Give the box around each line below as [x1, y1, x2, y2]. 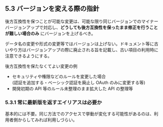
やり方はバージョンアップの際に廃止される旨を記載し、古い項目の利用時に [9, 47, 159, 52]
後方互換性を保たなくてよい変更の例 [5, 63, 78, 69]
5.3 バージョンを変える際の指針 [5, 4, 100, 13]
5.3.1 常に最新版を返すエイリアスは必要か [5, 99, 102, 106]
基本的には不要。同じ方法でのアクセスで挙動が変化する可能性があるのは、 [5, 111, 154, 117]
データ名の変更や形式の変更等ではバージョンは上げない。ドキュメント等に [5, 41, 154, 47]
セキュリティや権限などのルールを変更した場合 [12, 73, 106, 79]
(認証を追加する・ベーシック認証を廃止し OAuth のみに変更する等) [12, 79, 145, 85]
